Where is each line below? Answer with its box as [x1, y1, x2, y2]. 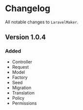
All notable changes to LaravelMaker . [5, 19, 79, 25]
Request [12, 64, 29, 70]
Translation [12, 90, 35, 95]
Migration [12, 85, 32, 91]
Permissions [12, 100, 37, 106]
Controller [12, 59, 33, 65]
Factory [12, 74, 28, 80]
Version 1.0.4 [5, 33, 46, 41]
